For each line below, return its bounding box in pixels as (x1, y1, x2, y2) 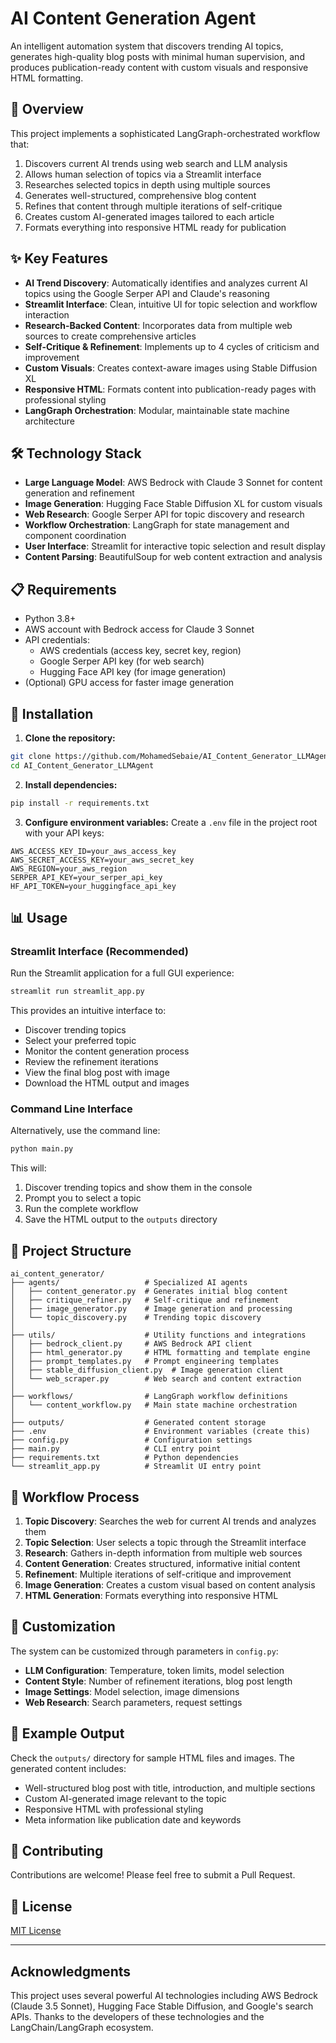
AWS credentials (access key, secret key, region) (39, 645, 242, 657)
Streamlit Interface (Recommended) (10, 944, 190, 958)
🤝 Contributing (10, 1843, 104, 1859)
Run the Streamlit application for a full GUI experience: (10, 967, 235, 979)
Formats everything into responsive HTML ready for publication (24, 221, 287, 233)
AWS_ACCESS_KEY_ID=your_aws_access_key (10, 846, 177, 856)
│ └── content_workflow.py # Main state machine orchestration (10, 1400, 298, 1411)
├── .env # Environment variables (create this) (10, 1427, 311, 1437)
